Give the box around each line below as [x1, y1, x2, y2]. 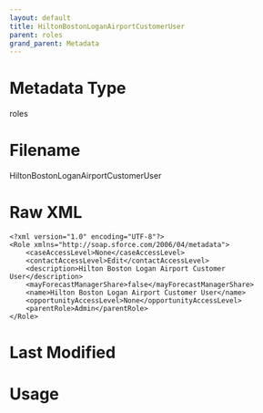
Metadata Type [9, 78, 126, 98]
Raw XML [9, 202, 83, 223]
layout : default [9, 13, 71, 23]
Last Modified [9, 343, 116, 363]
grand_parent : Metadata [9, 38, 100, 48]
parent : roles [9, 30, 64, 39]
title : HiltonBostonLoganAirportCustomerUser [9, 22, 185, 31]
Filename [9, 140, 81, 160]
